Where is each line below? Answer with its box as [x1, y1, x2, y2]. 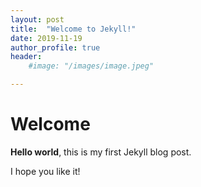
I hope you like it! [10, 165, 81, 177]
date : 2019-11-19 [10, 33, 83, 43]
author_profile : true [10, 42, 101, 53]
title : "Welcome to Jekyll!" [10, 24, 137, 34]
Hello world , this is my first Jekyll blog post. [10, 146, 192, 158]
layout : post [10, 14, 65, 25]
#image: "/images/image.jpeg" [28, 61, 155, 71]
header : [10, 52, 43, 62]
